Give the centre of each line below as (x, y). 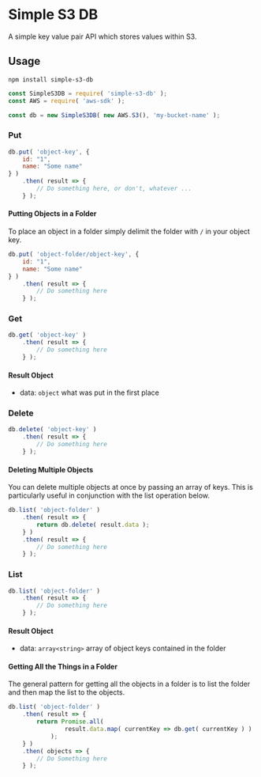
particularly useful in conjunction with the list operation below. (109, 495)
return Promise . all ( (70, 722)
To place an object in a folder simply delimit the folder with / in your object (129, 231)
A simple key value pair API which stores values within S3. (103, 36)
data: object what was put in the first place (89, 392)
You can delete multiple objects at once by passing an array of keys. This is (131, 487)
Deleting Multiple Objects (51, 469)
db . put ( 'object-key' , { (49, 152)
